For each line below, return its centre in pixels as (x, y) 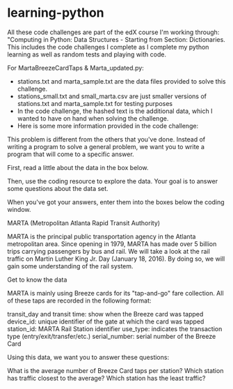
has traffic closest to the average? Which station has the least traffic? (106, 378)
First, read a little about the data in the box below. (78, 167)
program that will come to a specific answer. (71, 154)
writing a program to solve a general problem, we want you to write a (106, 146)
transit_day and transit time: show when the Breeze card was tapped (105, 314)
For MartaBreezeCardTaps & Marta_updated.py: (75, 68)
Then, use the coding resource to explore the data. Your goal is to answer (112, 181)
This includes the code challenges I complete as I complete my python (108, 47)
